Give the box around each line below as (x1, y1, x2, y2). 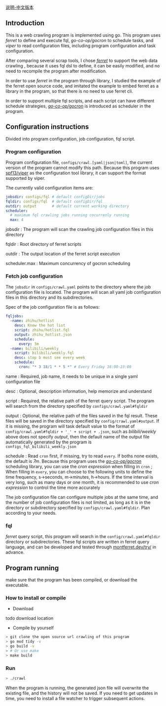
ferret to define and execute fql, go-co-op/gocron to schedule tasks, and (5, 37, 154, 43)
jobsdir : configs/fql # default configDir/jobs (5, 194, 105, 199)
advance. (5, 549, 25, 555)
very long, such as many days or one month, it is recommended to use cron (5, 479, 159, 485)
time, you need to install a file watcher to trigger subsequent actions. (5, 695, 145, 701)
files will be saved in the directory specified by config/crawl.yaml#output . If (5, 418, 160, 424)
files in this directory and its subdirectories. (5, 294, 94, 301)
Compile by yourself (12, 625, 54, 631)
